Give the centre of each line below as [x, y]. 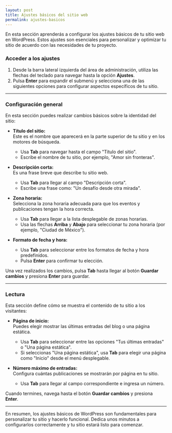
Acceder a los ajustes [33, 59]
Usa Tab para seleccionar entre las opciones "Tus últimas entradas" [92, 342]
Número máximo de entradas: [45, 368]
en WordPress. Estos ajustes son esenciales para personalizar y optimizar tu [86, 40]
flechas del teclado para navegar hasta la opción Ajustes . [73, 75]
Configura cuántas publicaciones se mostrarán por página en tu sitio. [85, 374]
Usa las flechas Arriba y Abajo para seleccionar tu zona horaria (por [93, 224]
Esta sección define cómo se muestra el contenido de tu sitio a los [75, 305]
